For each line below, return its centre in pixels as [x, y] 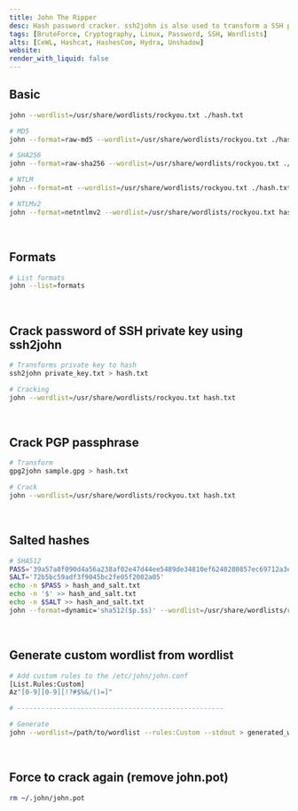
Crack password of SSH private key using [126, 331]
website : [25, 51]
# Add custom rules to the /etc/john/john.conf [99, 676]
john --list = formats [47, 286]
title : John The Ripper [53, 17]
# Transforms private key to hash [73, 365]
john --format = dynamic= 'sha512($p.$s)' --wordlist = [106, 610]
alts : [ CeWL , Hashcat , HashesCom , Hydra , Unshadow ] [106, 42]
